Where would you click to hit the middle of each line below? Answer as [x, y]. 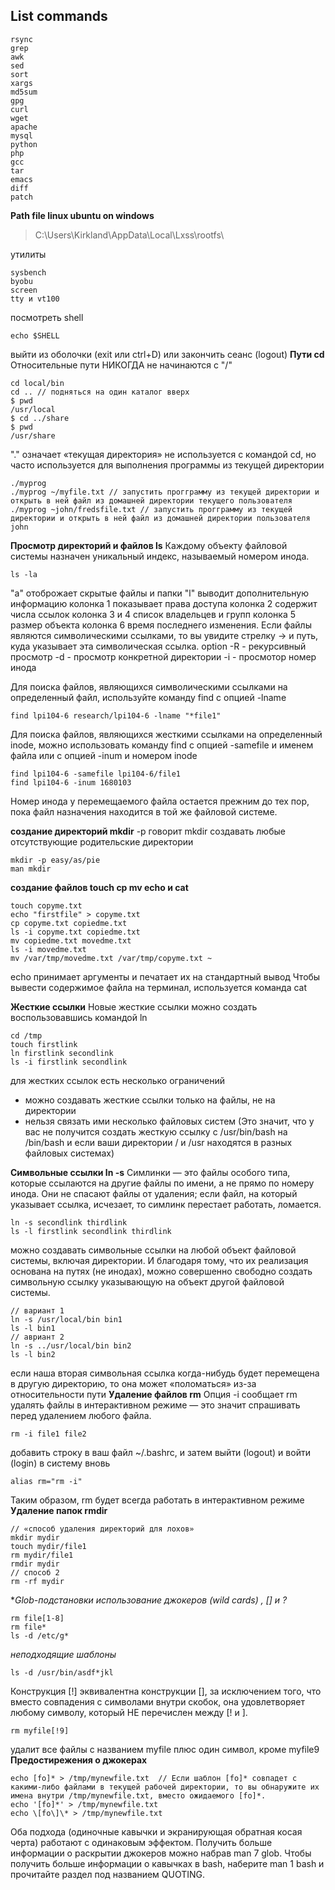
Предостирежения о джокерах [79, 1760]
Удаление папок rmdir [59, 1510]
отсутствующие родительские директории [102, 841]
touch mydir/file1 [48, 1546]
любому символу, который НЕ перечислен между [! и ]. [129, 1712]
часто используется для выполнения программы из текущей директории [167, 465]
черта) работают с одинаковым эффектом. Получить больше [141, 1842]
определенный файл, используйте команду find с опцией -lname [148, 697]
